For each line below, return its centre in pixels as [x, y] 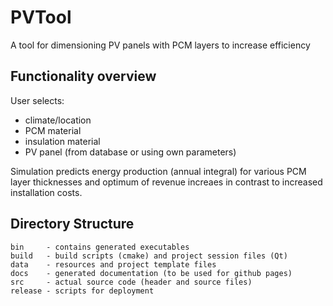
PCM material [53, 130]
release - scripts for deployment [82, 291]
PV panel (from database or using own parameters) [130, 152]
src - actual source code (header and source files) [131, 282]
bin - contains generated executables [100, 247]
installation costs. [46, 192]
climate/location [58, 120]
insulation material [62, 141]
